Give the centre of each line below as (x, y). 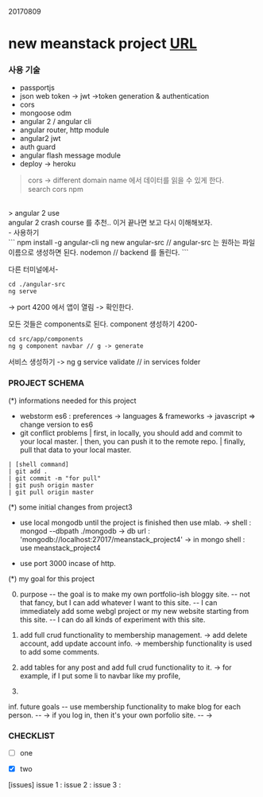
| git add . (28, 471)
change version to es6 (56, 424)
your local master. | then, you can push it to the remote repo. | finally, (133, 441)
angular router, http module (64, 130)
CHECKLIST (32, 736)
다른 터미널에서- (33, 269)
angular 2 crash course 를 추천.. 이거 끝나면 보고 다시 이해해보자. (110, 223)
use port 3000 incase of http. (68, 563)
